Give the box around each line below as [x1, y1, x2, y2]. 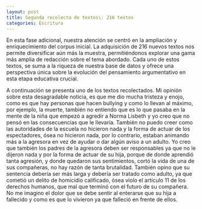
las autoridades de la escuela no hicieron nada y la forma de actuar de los [6, 125, 191, 133]
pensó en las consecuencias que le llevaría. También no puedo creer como [6, 119, 194, 126]
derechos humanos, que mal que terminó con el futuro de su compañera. [6, 183, 189, 190]
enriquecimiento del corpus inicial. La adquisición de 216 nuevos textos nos [6, 43, 195, 50]
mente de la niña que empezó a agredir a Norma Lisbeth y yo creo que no [6, 112, 190, 120]
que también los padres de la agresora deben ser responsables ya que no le [6, 144, 196, 152]
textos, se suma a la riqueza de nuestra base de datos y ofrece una [6, 62, 174, 69]
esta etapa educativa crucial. [6, 75, 79, 82]
